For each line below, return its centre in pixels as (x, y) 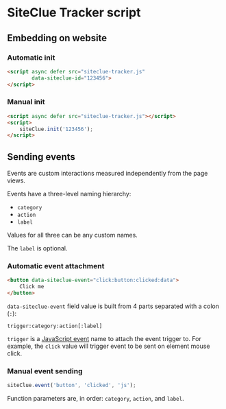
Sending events (41, 157)
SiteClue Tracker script (74, 13)
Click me (32, 287)
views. (16, 180)
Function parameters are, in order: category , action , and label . (96, 399)
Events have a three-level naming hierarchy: (69, 194)
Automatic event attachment (56, 266)
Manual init (26, 102)
